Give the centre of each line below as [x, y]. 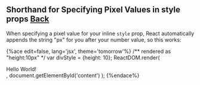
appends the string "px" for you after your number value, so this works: [94, 40]
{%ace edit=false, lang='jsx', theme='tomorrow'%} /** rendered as [89, 51]
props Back [28, 19]
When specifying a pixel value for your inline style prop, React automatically [100, 33]
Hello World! [21, 69]
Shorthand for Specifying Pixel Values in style [93, 10]
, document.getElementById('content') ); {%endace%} [73, 75]
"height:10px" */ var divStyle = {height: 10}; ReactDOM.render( [83, 57]
